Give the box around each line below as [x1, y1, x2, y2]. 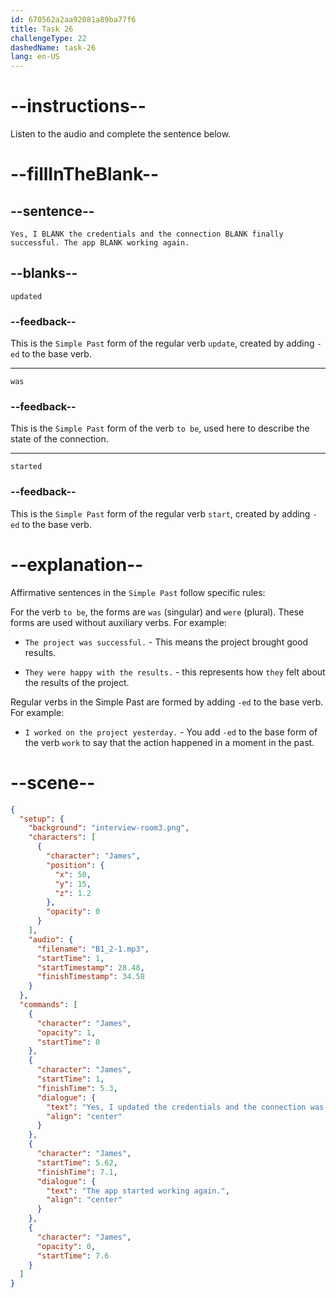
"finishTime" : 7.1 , [36, 1167, 118, 1177]
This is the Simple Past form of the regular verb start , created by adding [10, 507, 311, 520]
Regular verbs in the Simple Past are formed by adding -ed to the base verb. [10, 696, 324, 708]
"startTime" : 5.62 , [36, 1157, 118, 1168]
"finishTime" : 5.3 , [36, 1083, 118, 1093]
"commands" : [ [19, 1000, 78, 1010]
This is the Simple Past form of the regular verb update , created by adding [10, 337, 315, 350]
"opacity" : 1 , [36, 1027, 97, 1038]
